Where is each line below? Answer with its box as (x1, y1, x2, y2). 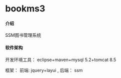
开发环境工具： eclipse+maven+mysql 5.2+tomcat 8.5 (5, 57, 116, 63)
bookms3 (5, 3, 45, 14)
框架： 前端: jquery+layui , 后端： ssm (5, 67, 83, 73)
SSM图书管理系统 (5, 32, 41, 38)
